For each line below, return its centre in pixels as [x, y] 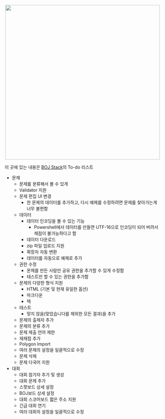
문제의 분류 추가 [34, 326]
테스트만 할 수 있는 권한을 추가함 [58, 277]
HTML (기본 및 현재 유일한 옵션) [57, 289]
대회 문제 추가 [32, 381]
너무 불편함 [37, 209]
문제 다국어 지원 [34, 362]
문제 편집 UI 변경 [35, 196]
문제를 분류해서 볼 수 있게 [44, 184]
